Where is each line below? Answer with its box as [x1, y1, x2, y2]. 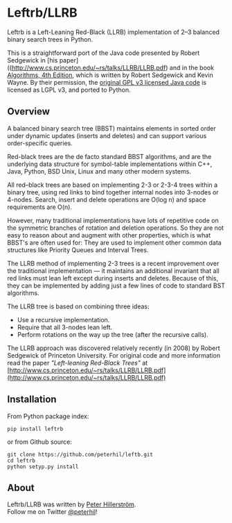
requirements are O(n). [7, 203, 73, 211]
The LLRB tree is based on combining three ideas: [7, 302, 150, 310]
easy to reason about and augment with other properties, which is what [7, 231, 211, 239]
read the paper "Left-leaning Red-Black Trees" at [7, 358, 148, 367]
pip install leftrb [7, 425, 64, 432]
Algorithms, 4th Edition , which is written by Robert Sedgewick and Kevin [7, 71, 213, 79]
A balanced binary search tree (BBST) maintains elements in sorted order [7, 124, 216, 133]
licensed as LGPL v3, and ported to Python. [7, 85, 131, 94]
